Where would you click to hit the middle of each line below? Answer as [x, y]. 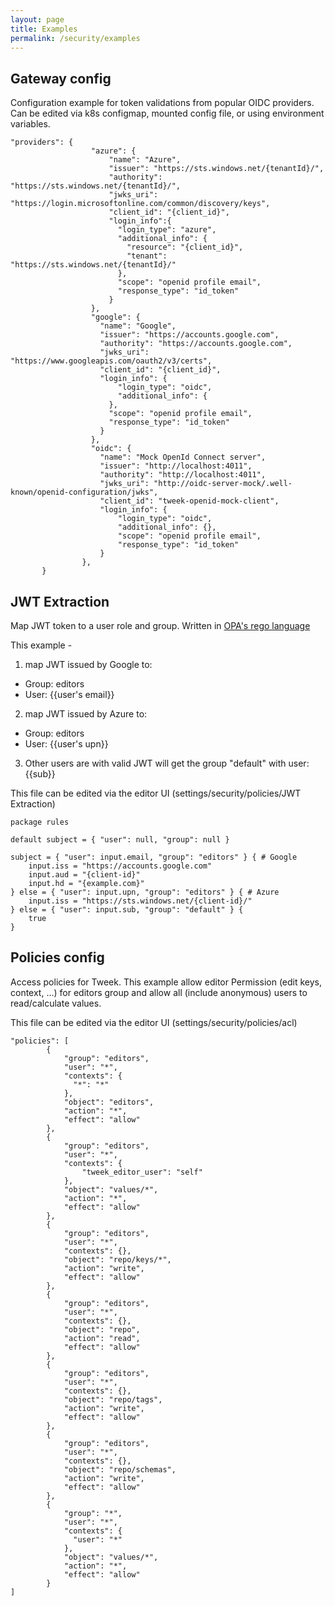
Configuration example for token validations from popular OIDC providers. [162, 103]
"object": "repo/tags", [113, 1399]
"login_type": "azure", [167, 230]
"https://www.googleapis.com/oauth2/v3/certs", [111, 361]
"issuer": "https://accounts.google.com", [189, 335]
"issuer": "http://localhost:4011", [176, 466]
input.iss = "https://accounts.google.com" [120, 866]
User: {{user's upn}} [66, 744]
